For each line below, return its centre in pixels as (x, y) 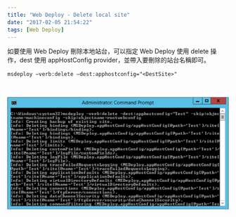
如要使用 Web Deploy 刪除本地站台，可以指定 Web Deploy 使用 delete (108, 51)
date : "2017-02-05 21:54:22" (50, 22)
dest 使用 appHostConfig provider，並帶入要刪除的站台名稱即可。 (115, 60)
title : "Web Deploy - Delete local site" (69, 15)
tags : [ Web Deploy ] (36, 29)
